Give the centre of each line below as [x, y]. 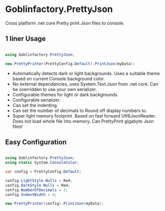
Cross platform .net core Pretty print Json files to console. [65, 23]
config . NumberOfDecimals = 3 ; [37, 190]
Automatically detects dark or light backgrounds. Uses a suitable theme [86, 73]
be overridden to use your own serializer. [55, 89]
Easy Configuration [36, 142]
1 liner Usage [25, 39]
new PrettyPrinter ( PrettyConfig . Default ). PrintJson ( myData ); [70, 63]
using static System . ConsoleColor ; [42, 163]
